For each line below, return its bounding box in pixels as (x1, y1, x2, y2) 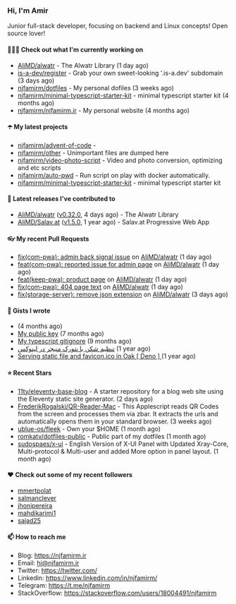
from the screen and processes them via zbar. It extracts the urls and (17, 409, 218, 418)
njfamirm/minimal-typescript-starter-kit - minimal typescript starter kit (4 (17, 91, 229, 99)
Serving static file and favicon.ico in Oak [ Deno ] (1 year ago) (17, 352, 196, 361)
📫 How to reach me (7, 533, 66, 541)
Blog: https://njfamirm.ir (17, 551, 87, 560)
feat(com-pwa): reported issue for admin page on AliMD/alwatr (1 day (17, 260, 220, 269)
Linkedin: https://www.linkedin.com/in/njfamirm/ (17, 574, 158, 582)
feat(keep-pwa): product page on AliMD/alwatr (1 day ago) (17, 275, 187, 284)
